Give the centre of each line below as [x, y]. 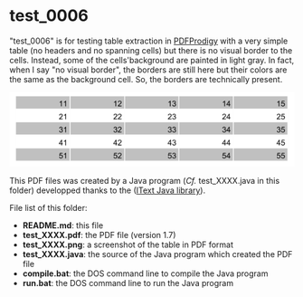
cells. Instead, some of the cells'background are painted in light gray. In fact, [152, 60]
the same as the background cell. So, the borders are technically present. [146, 79]
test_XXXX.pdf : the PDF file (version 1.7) [99, 235]
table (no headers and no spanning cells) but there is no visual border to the [151, 50]
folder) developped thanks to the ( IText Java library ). [108, 190]
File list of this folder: [48, 208]
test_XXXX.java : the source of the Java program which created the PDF [157, 254]
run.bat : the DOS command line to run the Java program [128, 283]
